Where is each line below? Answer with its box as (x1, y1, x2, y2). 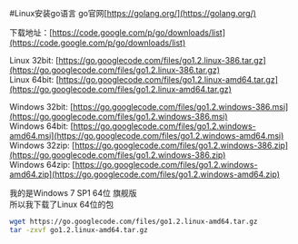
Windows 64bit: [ (9, 121, 74, 132)
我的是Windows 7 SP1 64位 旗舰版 (9, 188, 138, 198)
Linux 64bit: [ (9, 74, 59, 84)
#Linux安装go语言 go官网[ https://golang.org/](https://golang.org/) (9, 8, 257, 18)
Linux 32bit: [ (9, 55, 59, 65)
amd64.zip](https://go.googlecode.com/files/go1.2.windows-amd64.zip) (9, 169, 280, 180)
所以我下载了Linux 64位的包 (9, 199, 114, 210)
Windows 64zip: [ (9, 160, 75, 170)
